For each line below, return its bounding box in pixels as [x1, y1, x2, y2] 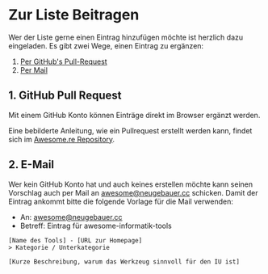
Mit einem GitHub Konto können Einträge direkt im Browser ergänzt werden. [8, 110, 261, 120]
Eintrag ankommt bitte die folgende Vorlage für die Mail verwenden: [8, 196, 234, 206]
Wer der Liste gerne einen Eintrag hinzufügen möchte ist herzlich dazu [8, 32, 244, 42]
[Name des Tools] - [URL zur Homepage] [8, 236, 143, 244]
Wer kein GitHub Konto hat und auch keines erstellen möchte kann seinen [8, 179, 253, 189]
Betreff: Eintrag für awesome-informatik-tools [19, 221, 172, 230]
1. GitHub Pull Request [8, 89, 122, 103]
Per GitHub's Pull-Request [19, 57, 107, 66]
